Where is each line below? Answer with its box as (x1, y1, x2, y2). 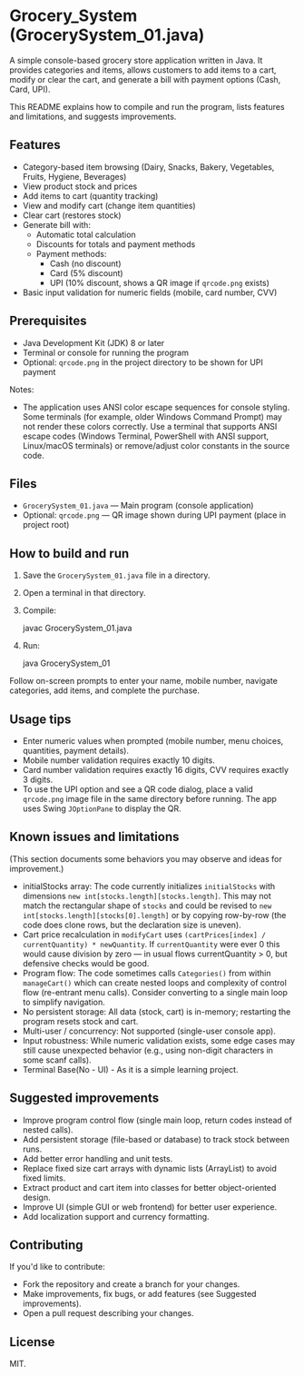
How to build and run (9, 546, 130, 561)
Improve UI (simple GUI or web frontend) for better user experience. (22, 1201, 278, 1213)
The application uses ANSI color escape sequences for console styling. (22, 401, 290, 412)
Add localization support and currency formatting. (22, 1211, 211, 1222)
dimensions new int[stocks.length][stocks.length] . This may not (22, 890, 272, 901)
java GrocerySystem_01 (22, 658, 111, 668)
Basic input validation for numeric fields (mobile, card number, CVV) (22, 287, 278, 298)
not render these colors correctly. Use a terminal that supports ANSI (22, 421, 278, 431)
